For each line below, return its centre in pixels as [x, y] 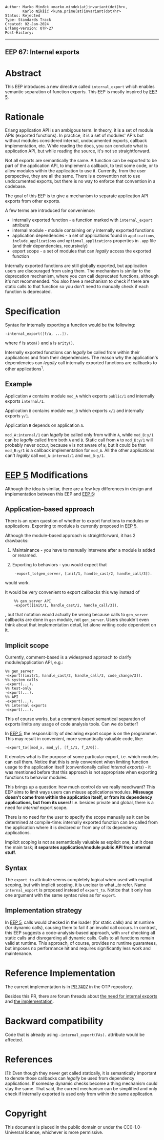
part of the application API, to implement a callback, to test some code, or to [82, 166]
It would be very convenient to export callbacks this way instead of [72, 592]
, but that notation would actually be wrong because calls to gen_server [77, 615]
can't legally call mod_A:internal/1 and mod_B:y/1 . [55, 455]
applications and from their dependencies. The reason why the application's [82, 358]
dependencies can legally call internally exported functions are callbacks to [81, 363]
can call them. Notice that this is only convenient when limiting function [77, 762]
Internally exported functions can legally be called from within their [72, 352]
